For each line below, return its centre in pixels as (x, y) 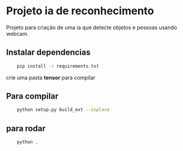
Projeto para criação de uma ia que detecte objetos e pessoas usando (92, 27)
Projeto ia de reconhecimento (80, 11)
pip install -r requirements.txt (58, 66)
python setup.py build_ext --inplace (63, 110)
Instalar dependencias (48, 53)
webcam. (17, 33)
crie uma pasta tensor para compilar (51, 77)
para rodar (26, 128)
